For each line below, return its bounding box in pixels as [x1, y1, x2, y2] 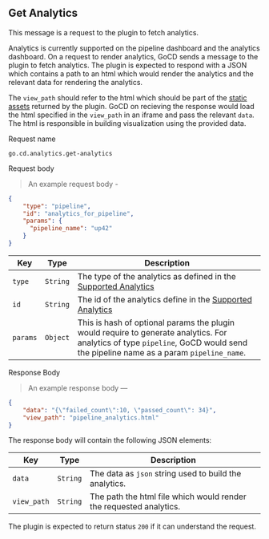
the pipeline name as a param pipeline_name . [77, 346, 247, 358]
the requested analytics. [89, 501, 181, 513]
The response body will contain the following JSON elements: [8, 436, 212, 445]
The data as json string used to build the [89, 468, 242, 480]
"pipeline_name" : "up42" [29, 225, 113, 233]
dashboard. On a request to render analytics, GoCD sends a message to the [8, 51, 259, 61]
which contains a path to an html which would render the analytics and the [8, 68, 254, 79]
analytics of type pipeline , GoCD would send [77, 337, 248, 348]
